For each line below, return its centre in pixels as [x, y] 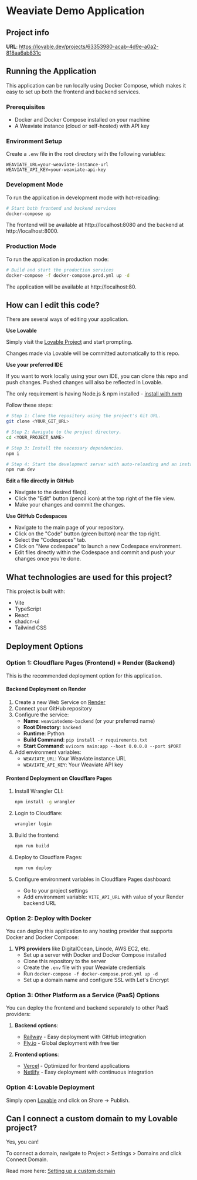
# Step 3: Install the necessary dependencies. [65, 448]
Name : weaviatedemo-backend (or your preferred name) [89, 721]
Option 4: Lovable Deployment [50, 1087]
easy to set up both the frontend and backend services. [73, 92]
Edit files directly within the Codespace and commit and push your [95, 552]
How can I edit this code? [53, 305]
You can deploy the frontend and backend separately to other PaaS [87, 1008]
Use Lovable [21, 331]
